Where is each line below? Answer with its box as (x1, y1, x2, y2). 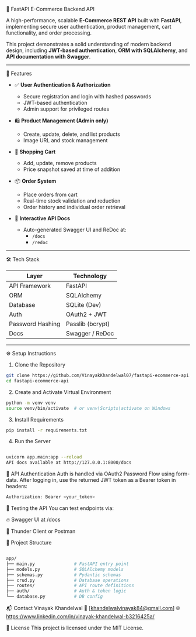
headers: (6, 483, 27, 490)
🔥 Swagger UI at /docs (6, 516, 61, 523)
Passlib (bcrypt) (66, 320, 110, 328)
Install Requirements (14, 416, 64, 423)
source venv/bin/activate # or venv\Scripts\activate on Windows (6, 405, 171, 411)
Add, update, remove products (23, 160, 97, 166)
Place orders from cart (23, 191, 78, 198)
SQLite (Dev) (66, 301, 101, 309)
